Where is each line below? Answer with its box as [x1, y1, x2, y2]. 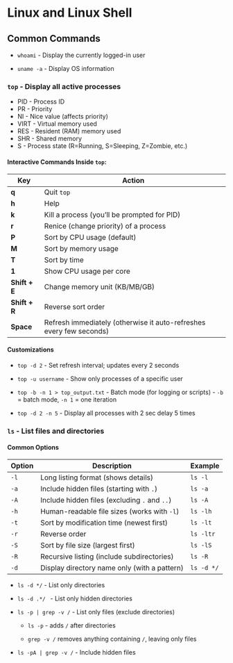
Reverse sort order [44, 302, 105, 311]
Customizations [7, 345, 54, 354]
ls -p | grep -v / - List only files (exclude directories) [17, 607, 175, 616]
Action [122, 175, 145, 185]
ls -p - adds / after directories [27, 621, 116, 630]
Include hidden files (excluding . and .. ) [40, 495, 172, 505]
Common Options [7, 443, 59, 452]
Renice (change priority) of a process [44, 221, 166, 231]
